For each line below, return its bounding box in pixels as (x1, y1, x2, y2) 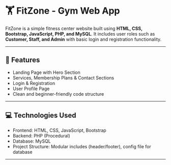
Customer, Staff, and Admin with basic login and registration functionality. (5, 36, 162, 42)
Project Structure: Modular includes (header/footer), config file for (12, 143, 152, 149)
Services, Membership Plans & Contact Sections (12, 74, 115, 80)
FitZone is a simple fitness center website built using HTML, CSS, (5, 25, 142, 32)
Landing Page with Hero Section (12, 69, 80, 75)
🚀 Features (5, 56, 40, 65)
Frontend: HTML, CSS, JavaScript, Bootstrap (12, 127, 107, 133)
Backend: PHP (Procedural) (12, 132, 70, 139)
